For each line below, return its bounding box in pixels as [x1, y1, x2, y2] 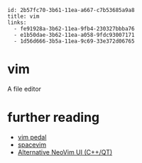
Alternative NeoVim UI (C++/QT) [17, 147, 113, 156]
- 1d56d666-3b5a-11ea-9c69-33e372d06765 [13, 38, 135, 45]
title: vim [7, 13, 40, 20]
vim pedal [17, 133, 47, 141]
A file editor [7, 84, 41, 93]
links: [7, 19, 27, 26]
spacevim [17, 140, 47, 149]
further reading [7, 110, 100, 125]
